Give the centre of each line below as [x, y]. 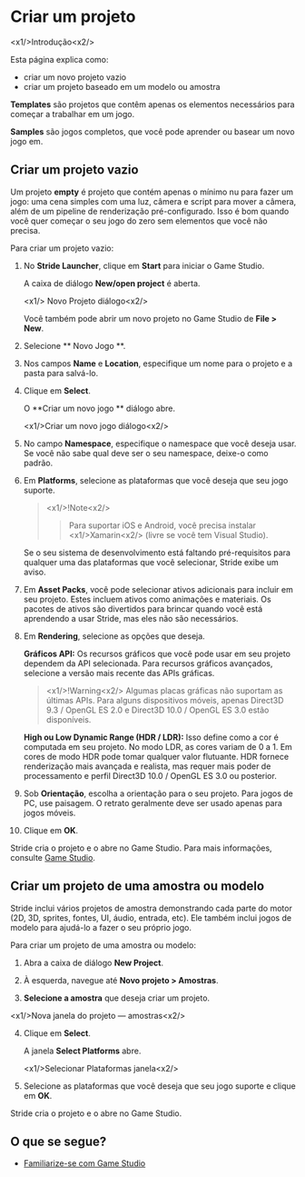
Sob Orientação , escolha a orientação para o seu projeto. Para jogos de [158, 793]
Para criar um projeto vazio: [62, 248]
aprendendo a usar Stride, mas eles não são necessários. [131, 618]
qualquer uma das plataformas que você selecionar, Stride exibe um [151, 562]
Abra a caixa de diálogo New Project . [93, 963]
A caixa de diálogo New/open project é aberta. [112, 283]
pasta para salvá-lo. [61, 373]
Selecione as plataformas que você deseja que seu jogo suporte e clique [159, 1086]
